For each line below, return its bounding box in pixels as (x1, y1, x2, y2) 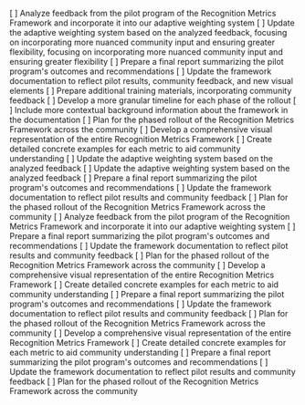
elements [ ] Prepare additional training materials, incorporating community (9, 86, 292, 96)
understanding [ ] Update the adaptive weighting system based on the (9, 153, 274, 163)
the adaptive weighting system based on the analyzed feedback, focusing (9, 27, 288, 37)
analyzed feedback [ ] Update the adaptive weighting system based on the (9, 163, 290, 173)
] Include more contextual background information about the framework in (9, 105, 289, 115)
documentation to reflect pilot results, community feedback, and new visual (9, 76, 294, 86)
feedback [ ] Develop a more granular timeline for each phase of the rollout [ (9, 95, 297, 106)
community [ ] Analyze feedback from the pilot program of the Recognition (9, 212, 290, 222)
